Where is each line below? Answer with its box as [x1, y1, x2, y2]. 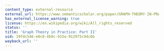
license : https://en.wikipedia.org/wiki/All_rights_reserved [5, 20, 132, 26]
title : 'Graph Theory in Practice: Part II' [5, 30, 97, 34]
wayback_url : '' [5, 39, 38, 44]
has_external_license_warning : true [5, 16, 80, 21]
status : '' [5, 25, 27, 30]
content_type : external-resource [5, 7, 73, 12]
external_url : [5, 12, 34, 17]
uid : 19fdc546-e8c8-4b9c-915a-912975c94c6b [5, 34, 95, 39]
